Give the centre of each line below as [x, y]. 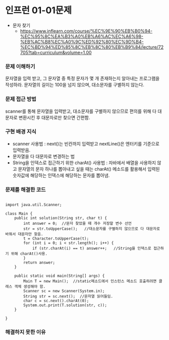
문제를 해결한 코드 [26, 189]
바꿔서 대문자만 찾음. [24, 234]
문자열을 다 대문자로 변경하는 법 [43, 156]
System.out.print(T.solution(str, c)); [65, 305]
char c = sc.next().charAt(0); [56, 301]
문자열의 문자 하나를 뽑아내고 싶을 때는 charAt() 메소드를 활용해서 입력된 [89, 169]
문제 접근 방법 [21, 99]
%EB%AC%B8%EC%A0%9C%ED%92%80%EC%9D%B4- [82, 41]
